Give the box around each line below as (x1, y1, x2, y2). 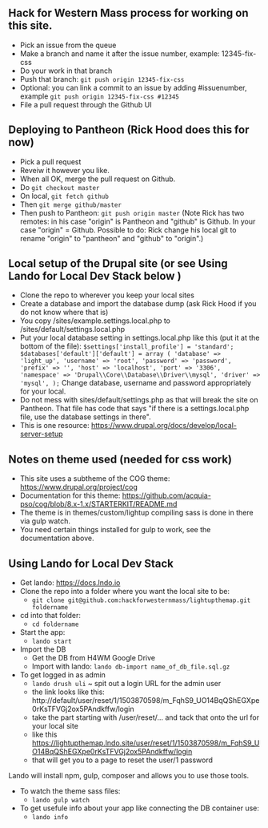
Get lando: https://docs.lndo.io (19, 578, 121, 588)
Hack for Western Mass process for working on (8, 6, 250, 20)
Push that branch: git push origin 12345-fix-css (19, 74, 185, 83)
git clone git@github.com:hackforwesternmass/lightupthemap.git (31, 596, 251, 604)
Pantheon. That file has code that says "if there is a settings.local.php (19, 404, 250, 414)
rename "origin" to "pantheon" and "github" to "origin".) (19, 233, 204, 243)
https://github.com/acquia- (122, 491, 212, 500)
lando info (31, 814, 69, 822)
